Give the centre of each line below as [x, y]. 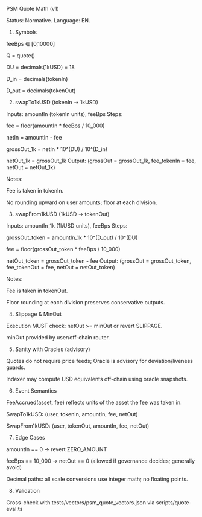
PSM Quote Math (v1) [33, 9]
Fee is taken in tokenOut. [37, 291]
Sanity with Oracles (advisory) [52, 349]
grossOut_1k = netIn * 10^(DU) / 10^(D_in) [57, 149]
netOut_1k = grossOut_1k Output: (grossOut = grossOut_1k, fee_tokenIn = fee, [101, 161]
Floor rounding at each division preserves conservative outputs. [86, 302]
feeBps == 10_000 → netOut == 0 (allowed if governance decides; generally [100, 461]
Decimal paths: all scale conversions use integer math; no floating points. [97, 479]
